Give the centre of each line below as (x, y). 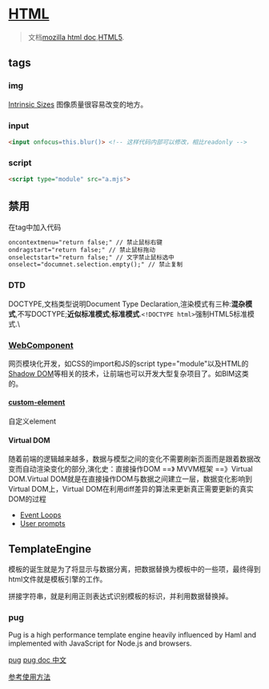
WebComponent (41, 345)
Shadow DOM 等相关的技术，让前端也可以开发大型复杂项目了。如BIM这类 (129, 373)
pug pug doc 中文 (37, 660)
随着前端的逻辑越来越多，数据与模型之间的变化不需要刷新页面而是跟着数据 (131, 459)
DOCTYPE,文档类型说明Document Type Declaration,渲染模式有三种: (120, 304)
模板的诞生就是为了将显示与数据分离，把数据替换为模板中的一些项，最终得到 (134, 569)
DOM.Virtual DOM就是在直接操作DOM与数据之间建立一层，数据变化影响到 (130, 479)
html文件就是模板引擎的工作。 (58, 579)
